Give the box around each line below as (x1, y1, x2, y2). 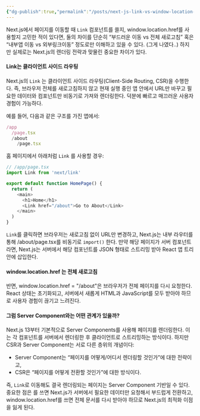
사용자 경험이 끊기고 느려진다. (12, 297, 82, 305)
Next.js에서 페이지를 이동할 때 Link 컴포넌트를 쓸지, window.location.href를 (6, 26, 183, 33)
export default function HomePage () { (6, 181, 102, 187)
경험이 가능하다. (6, 100, 43, 107)
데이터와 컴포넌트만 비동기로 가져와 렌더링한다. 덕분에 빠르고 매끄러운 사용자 (17, 92, 194, 99)
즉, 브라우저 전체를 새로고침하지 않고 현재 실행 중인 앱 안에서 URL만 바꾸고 (14, 85, 186, 92)
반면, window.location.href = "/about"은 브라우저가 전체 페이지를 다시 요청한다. (6, 282, 192, 290)
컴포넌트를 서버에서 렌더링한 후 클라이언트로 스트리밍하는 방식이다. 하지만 (18, 334, 189, 341)
